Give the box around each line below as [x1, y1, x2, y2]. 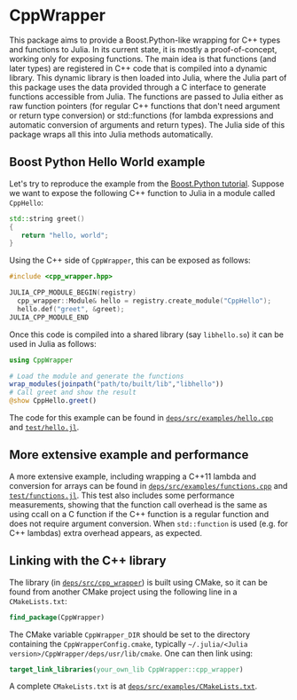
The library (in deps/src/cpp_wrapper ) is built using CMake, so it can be [9, 577, 268, 587]
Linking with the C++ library [9, 554, 167, 569]
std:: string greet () [9, 214, 86, 223]
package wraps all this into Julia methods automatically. [9, 129, 214, 139]
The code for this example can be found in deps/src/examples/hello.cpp [9, 413, 274, 422]
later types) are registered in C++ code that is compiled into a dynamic [9, 63, 268, 74]
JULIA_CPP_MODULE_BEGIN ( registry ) [9, 288, 137, 297]
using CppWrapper [9, 356, 74, 365]
